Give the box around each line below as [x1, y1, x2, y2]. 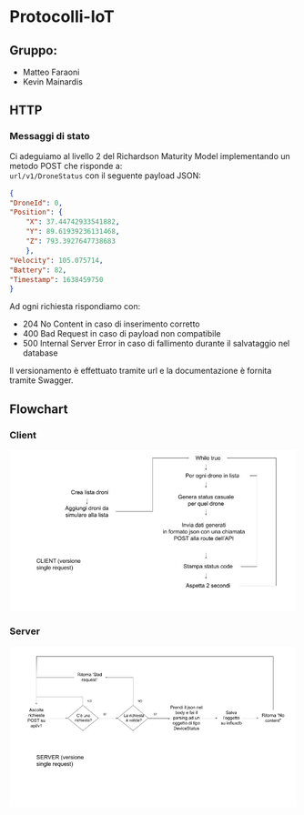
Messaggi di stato [9, 130, 91, 143]
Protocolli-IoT [9, 6, 116, 27]
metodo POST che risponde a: [9, 160, 123, 171]
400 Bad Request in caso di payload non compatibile [22, 328, 221, 339]
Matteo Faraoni [22, 66, 80, 77]
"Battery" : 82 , [9, 266, 67, 275]
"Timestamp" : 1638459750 [9, 275, 104, 284]
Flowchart [9, 401, 68, 417]
